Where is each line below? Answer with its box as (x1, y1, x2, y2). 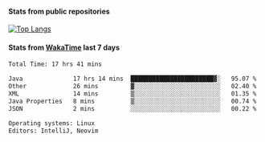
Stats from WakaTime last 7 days (8, 43, 120, 52)
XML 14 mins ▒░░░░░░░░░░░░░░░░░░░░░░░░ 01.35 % (8, 90, 257, 98)
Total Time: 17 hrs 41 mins (8, 60, 103, 68)
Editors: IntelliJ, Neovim (8, 127, 99, 135)
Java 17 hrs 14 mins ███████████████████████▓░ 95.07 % (8, 75, 257, 83)
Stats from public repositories (8, 6, 110, 16)
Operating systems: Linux (8, 119, 95, 128)
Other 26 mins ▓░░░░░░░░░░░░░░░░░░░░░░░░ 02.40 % (8, 83, 257, 91)
